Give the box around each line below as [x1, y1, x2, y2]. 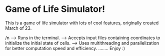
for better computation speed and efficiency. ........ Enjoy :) [5, 45, 125, 51]
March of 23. [5, 25, 32, 31]
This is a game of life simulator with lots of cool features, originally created [5, 20, 159, 26]
